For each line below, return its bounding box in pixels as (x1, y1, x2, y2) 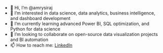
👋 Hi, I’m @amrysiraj (10, 5, 53, 10)
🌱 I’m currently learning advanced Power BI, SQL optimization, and (10, 20, 150, 26)
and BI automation (10, 36, 49, 42)
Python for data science (10, 26, 60, 32)
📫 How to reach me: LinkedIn (10, 42, 73, 48)
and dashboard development (10, 15, 71, 21)
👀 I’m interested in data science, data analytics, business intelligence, (10, 10, 156, 16)
